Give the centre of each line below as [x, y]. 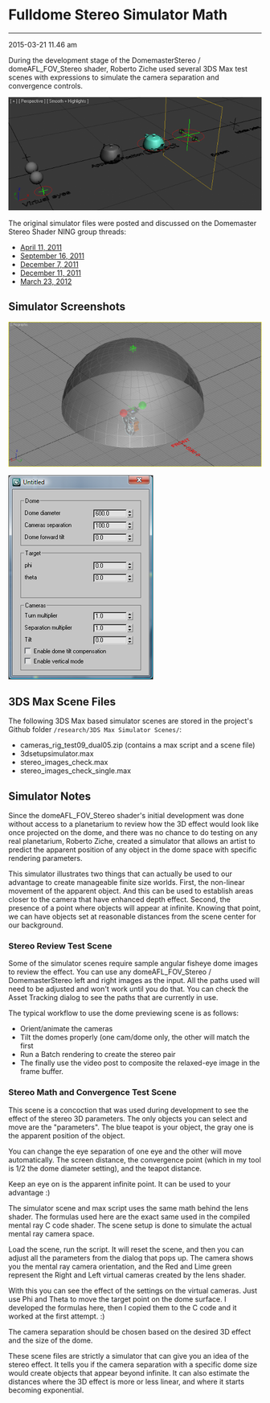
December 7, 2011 [49, 264]
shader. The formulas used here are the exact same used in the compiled [129, 1216]
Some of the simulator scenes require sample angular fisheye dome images [133, 964]
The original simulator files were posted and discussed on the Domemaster [133, 223]
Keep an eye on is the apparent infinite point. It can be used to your [120, 1183]
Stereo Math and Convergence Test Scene [92, 1092]
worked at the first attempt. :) [57, 1316]
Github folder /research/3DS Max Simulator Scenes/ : [95, 730]
